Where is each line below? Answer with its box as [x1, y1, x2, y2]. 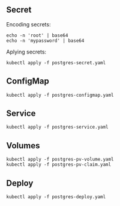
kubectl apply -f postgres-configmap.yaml [6, 92, 114, 98]
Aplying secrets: [6, 48, 47, 55]
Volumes [6, 141, 40, 151]
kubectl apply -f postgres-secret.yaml [6, 59, 106, 65]
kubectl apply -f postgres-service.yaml [6, 124, 109, 130]
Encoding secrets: [6, 20, 51, 28]
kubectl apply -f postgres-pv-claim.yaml [6, 162, 112, 168]
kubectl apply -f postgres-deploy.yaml [6, 194, 106, 200]
